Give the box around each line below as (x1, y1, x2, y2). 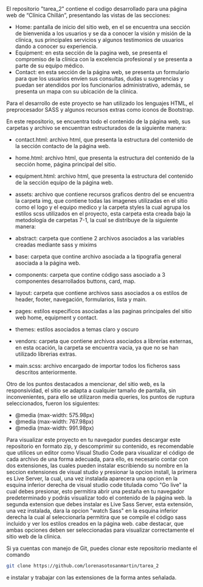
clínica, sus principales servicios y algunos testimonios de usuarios (15, 36, 184, 43)
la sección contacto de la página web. (15, 143, 111, 149)
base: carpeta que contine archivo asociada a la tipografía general (15, 253, 181, 260)
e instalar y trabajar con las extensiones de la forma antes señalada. (6, 574, 177, 581)
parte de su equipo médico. (15, 62, 84, 69)
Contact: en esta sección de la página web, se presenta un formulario (15, 69, 190, 75)
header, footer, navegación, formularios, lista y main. (15, 296, 147, 303)
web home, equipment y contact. (15, 314, 98, 321)
